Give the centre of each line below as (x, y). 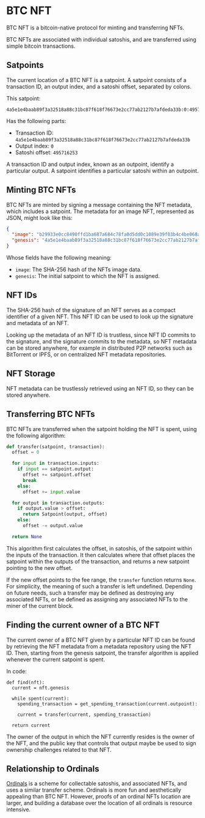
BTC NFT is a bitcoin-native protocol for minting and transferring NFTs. (95, 28)
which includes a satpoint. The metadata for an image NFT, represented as (100, 211)
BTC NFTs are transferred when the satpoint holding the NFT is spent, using (102, 429)
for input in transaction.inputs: (56, 463)
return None (27, 536)
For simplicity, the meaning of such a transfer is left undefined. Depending (100, 586)
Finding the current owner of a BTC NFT (83, 625)
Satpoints (25, 65)
